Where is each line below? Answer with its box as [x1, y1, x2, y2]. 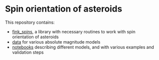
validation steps [12, 49, 44, 55]
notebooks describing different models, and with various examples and [12, 44, 154, 50]
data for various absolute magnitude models [12, 39, 101, 45]
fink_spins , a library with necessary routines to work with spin [12, 29, 136, 34]
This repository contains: [5, 19, 55, 25]
